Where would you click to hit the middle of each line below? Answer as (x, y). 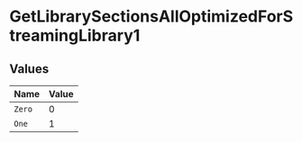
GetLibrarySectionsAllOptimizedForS (151, 17)
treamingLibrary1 (75, 35)
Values (29, 69)
